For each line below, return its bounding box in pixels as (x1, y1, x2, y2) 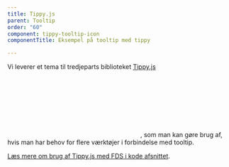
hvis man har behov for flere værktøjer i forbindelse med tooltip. (7, 138, 195, 146)
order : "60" (7, 23, 43, 31)
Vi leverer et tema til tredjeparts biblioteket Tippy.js (7, 63, 156, 71)
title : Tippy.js (7, 10, 55, 18)
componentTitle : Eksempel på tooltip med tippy (7, 37, 151, 44)
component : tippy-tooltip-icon (7, 30, 100, 38)
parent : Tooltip (7, 17, 55, 24)
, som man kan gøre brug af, (140, 131, 223, 139)
